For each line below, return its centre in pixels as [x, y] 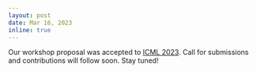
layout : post [30, 15]
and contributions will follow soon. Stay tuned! [83, 60]
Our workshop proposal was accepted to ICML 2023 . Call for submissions [128, 53]
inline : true [30, 30]
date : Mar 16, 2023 [40, 23]
